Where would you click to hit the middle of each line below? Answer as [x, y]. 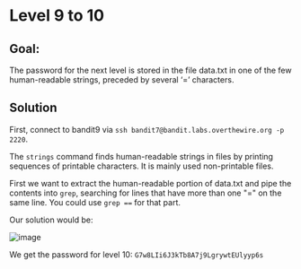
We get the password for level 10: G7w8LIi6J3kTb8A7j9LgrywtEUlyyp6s [137, 254]
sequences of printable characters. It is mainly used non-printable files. [142, 166]
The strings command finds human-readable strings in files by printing [142, 156]
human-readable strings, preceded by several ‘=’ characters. [122, 80]
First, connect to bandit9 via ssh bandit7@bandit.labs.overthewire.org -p [147, 129]
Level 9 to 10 [57, 16]
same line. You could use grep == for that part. [95, 202]
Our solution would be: [51, 220]
